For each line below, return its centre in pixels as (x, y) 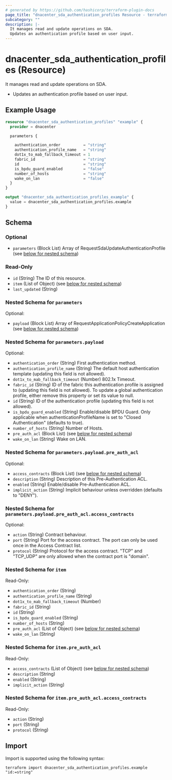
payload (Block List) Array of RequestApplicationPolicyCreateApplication (89, 323)
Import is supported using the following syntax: (55, 758)
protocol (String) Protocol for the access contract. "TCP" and (77, 551)
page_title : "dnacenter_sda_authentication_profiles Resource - (75, 15)
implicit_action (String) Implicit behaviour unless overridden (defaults (88, 489)
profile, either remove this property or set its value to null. (73, 396)
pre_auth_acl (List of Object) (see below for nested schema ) (76, 629)
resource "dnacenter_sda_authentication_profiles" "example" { (74, 122)
